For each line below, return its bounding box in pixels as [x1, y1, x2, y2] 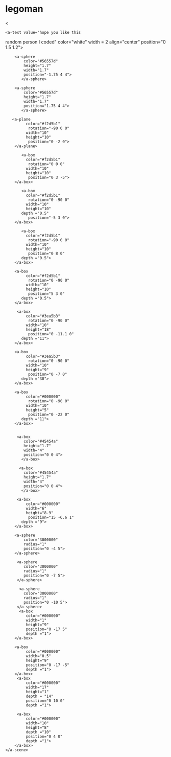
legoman [5, 3, 43, 15]
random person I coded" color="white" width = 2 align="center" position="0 [5, 39, 166, 45]
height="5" [26, 407, 50, 412]
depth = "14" [26, 694, 54, 699]
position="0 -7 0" [28, 372, 67, 377]
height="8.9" [26, 510, 54, 515]
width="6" [26, 506, 47, 511]
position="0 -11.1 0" [28, 331, 74, 336]
